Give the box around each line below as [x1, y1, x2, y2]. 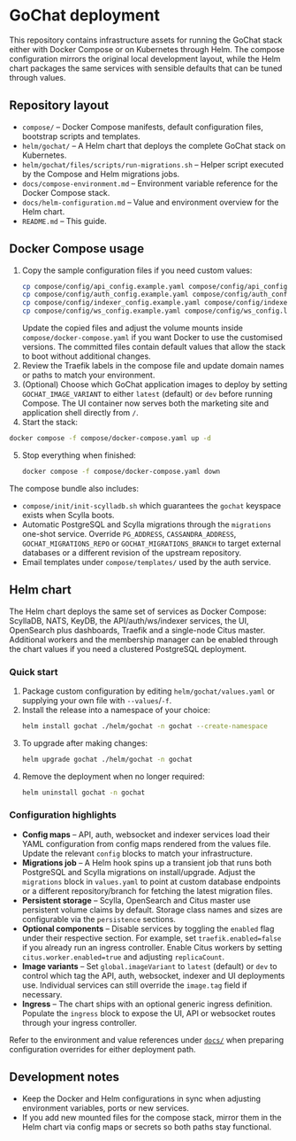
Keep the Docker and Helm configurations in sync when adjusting [21, 1093, 262, 1104]
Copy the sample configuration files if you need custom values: [21, 265, 253, 276]
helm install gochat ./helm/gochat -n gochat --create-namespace [21, 721, 268, 731]
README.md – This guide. [21, 215, 108, 226]
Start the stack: [21, 417, 78, 428]
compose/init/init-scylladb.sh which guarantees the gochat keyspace [21, 500, 282, 510]
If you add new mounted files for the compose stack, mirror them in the [21, 1112, 282, 1122]
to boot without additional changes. [21, 351, 152, 361]
